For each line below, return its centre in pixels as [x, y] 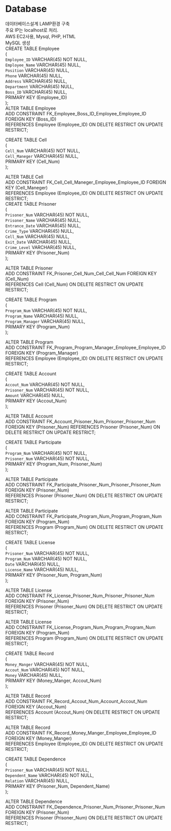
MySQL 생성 [18, 43]
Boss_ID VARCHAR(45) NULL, [36, 92]
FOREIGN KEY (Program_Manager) [42, 353]
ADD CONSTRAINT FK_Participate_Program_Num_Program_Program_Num [84, 516]
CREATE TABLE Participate [33, 442]
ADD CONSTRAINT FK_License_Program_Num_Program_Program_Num [80, 627]
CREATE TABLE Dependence [35, 759]
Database [26, 9]
